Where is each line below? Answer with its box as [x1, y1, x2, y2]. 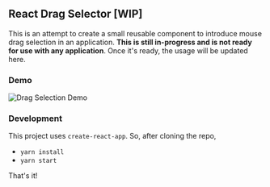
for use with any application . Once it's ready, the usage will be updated [8, 45, 248, 56]
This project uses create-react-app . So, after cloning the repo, [8, 131, 217, 141]
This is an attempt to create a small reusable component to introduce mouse [8, 28, 263, 38]
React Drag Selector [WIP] [8, 7, 143, 21]
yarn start [19, 157, 57, 165]
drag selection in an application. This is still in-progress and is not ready [8, 37, 253, 47]
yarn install [19, 148, 65, 156]
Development [8, 113, 63, 124]
